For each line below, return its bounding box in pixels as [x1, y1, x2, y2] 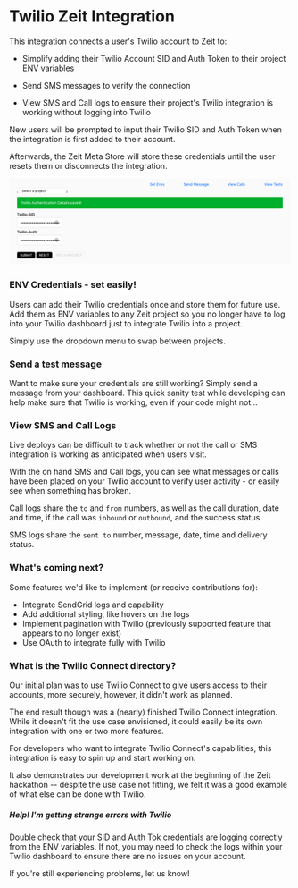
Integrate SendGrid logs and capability [21, 599, 164, 610]
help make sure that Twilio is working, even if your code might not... [9, 397, 259, 408]
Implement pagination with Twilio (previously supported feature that [21, 618, 272, 629]
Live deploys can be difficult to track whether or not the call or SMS [9, 440, 258, 451]
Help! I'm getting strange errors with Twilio [9, 809, 172, 820]
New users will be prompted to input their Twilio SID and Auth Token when [9, 123, 283, 135]
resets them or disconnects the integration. [9, 160, 168, 171]
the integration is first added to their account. [9, 133, 176, 144]
